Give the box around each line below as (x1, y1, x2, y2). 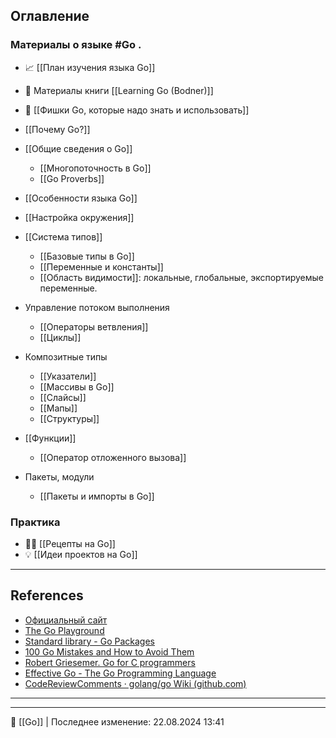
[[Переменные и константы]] (39, 260, 164, 273)
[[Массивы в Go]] (39, 380, 115, 393)
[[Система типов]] (24, 230, 103, 243)
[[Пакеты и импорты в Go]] (39, 490, 155, 502)
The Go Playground (24, 624, 105, 636)
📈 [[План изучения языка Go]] (24, 61, 156, 73)
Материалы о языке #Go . (10, 38, 142, 52)
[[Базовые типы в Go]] (39, 250, 135, 262)
